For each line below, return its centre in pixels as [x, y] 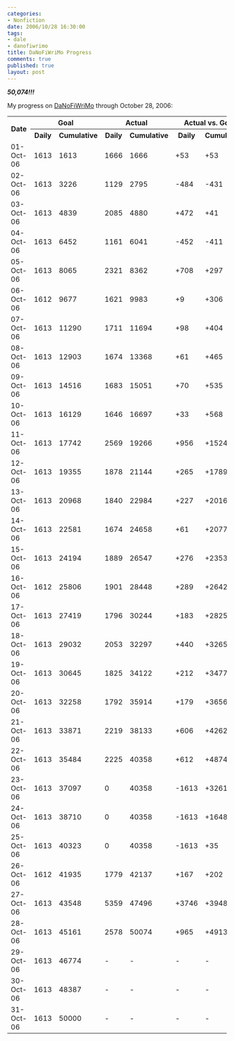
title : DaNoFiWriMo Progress [49, 53]
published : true [31, 66]
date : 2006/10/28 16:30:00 [46, 26]
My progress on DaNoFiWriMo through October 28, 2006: [90, 105]
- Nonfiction [26, 20]
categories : [24, 14]
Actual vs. [201, 123]
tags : [15, 33]
